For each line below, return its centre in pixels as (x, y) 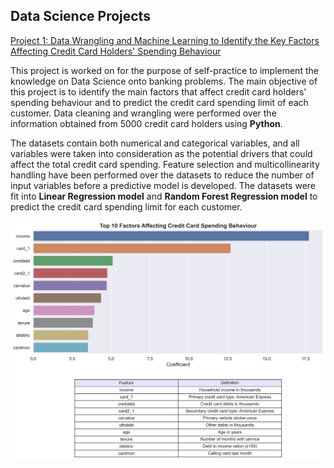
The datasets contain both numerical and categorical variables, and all (155, 143)
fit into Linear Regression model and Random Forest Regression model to (164, 196)
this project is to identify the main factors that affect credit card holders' (158, 91)
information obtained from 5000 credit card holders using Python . (146, 123)
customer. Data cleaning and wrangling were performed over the (143, 113)
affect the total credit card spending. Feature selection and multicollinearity (165, 164)
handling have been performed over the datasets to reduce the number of (162, 175)
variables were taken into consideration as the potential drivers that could (161, 153)
